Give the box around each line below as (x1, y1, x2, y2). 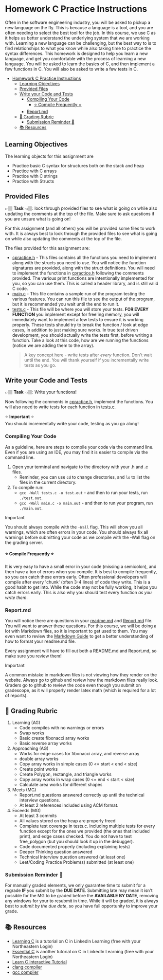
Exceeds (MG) (12, 807, 41, 813)
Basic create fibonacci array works (19, 735, 90, 741)
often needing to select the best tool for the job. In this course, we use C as (5, 30, 156, 36)
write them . (5, 595, 28, 600)
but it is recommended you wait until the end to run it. (12, 301, 120, 307)
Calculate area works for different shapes (19, 781, 103, 787)
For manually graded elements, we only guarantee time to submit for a (5, 882, 146, 889)
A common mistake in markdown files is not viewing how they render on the (5, 672, 157, 678)
